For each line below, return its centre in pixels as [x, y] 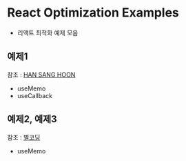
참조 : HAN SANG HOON [41, 75]
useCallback [35, 95]
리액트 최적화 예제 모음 [48, 32]
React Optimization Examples [93, 13]
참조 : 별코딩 [24, 137]
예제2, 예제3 [32, 119]
